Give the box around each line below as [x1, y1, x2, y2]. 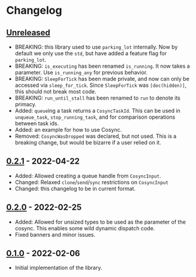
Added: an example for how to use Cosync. [14, 127, 122, 133]
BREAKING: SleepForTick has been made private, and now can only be [14, 76, 190, 82]
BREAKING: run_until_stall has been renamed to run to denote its [14, 94, 181, 101]
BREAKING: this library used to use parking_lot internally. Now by [14, 43, 178, 50]
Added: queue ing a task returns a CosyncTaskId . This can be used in [14, 107, 181, 114]
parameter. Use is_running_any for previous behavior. [14, 69, 148, 76]
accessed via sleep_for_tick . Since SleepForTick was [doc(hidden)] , [14, 82, 187, 89]
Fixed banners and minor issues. [14, 231, 96, 238]
